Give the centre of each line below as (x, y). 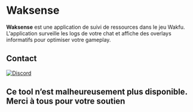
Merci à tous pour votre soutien (66, 102)
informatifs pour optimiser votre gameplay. (59, 40)
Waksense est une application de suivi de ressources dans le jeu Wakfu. (96, 27)
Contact (22, 58)
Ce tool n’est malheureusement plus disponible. (97, 92)
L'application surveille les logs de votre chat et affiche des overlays (89, 33)
